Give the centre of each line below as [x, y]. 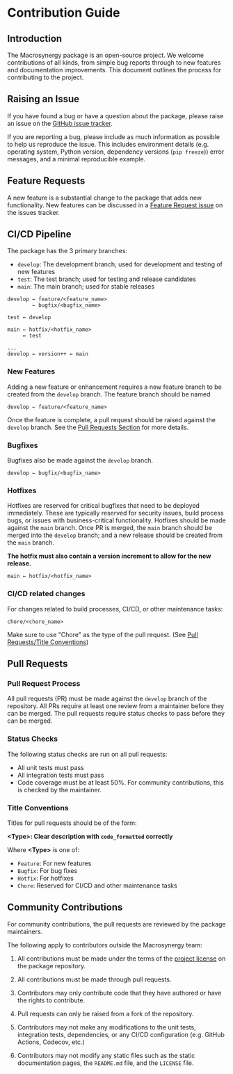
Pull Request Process [44, 683]
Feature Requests [46, 181]
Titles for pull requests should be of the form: [72, 823]
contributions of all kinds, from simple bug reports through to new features [114, 63]
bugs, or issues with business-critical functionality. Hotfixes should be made [116, 520]
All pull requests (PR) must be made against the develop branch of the [107, 699]
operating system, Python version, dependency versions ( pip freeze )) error [116, 152]
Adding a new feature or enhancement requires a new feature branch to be [115, 387]
